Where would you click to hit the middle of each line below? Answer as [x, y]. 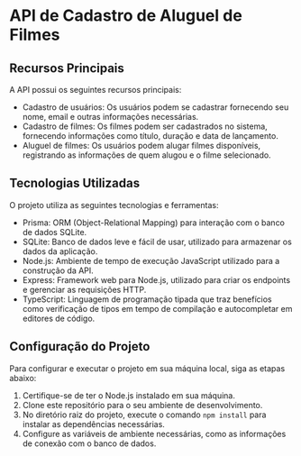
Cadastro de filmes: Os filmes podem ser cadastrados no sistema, [145, 126]
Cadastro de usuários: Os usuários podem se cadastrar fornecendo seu [155, 107]
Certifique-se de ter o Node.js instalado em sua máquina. [129, 395]
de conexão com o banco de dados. [89, 443]
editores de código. [59, 318]
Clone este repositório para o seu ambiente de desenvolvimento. [142, 405]
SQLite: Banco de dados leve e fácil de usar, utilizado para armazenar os [157, 242]
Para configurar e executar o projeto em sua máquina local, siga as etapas [147, 368]
